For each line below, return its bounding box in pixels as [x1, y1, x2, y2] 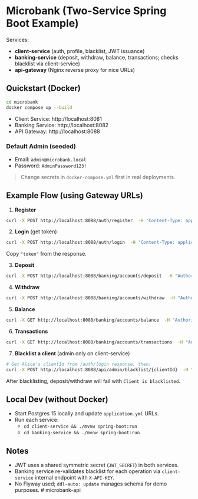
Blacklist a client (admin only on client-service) [14, 349, 130, 357]
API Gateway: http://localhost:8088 [14, 128, 100, 135]
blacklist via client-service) [14, 60, 81, 67]
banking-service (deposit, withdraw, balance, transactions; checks [14, 54, 179, 61]
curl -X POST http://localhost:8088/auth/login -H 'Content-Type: [6, 240, 176, 246]
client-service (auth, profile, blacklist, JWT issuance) [14, 47, 145, 54]
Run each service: [14, 417, 59, 424]
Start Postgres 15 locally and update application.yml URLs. [14, 410, 159, 417]
